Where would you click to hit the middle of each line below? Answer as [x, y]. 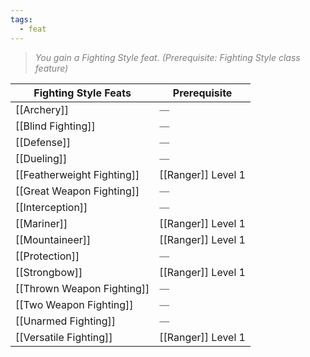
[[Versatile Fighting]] [64, 337]
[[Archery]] [42, 109]
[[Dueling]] [41, 158]
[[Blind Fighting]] [55, 126]
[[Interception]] [51, 207]
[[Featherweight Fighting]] [77, 174]
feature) [51, 68]
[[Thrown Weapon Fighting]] [82, 288]
